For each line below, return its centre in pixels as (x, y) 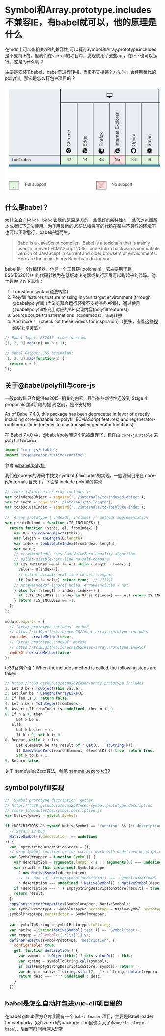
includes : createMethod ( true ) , (41, 637)
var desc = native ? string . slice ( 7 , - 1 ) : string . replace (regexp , (89, 972)
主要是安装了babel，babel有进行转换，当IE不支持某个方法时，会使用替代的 (81, 72)
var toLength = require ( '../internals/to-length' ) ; (59, 502)
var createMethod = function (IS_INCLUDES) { (52, 523)
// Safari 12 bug (27, 831)
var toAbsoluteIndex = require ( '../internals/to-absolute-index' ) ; (76, 507)
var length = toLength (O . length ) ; (49, 538)
